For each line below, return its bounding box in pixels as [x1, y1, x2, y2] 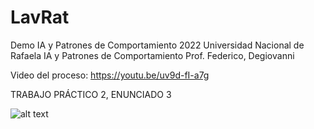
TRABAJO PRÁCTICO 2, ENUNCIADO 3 [10, 88, 172, 100]
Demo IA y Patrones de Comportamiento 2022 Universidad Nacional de [10, 39, 305, 51]
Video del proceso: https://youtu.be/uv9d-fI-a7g [10, 69, 210, 81]
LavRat [10, 6, 70, 29]
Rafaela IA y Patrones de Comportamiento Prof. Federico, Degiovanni [10, 49, 295, 61]
